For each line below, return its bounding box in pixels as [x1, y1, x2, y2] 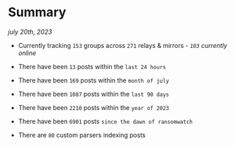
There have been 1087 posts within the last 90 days [18, 90, 170, 98]
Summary [8, 4, 66, 20]
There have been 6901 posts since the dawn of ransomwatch [18, 117, 193, 126]
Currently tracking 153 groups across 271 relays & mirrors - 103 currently [18, 41, 228, 49]
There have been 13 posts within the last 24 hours [18, 62, 166, 71]
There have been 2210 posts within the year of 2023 [18, 103, 170, 111]
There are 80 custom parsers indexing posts [18, 130, 146, 139]
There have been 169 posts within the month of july [18, 75, 170, 85]
